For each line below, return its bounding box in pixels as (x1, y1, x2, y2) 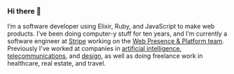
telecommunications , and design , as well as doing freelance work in (7, 52, 203, 60)
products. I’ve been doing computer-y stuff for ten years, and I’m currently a (7, 29, 228, 38)
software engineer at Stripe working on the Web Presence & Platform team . (7, 37, 224, 45)
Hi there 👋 (7, 6, 42, 16)
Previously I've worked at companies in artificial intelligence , (7, 45, 182, 53)
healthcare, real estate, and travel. (7, 59, 106, 68)
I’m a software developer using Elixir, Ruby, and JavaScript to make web (7, 22, 215, 31)
